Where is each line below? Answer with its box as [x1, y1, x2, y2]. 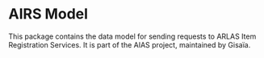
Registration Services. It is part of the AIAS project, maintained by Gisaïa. [8, 39, 251, 49]
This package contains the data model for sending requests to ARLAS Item [8, 31, 257, 41]
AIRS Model [8, 5, 89, 23]
